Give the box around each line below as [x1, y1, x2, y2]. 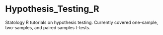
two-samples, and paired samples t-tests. [5, 24, 90, 30]
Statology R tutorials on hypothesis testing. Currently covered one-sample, [5, 19, 158, 25]
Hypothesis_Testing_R [5, 3, 99, 15]
